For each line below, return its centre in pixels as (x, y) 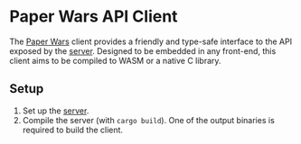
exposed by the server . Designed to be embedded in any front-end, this (143, 50)
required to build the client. (73, 130)
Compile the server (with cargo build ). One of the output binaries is (149, 120)
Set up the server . (56, 111)
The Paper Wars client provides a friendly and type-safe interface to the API (150, 41)
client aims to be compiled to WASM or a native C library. (115, 60)
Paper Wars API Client (94, 17)
